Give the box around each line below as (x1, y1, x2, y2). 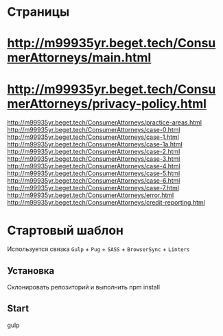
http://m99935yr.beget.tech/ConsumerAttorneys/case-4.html (7, 162, 180, 170)
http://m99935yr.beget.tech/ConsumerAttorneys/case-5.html (7, 169, 180, 178)
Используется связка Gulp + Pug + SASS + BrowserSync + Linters (7, 245, 190, 253)
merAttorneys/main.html (7, 50, 152, 66)
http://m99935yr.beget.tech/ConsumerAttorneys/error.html (7, 191, 174, 199)
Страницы (7, 4, 70, 20)
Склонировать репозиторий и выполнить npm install (7, 283, 160, 292)
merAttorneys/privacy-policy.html (7, 96, 207, 112)
